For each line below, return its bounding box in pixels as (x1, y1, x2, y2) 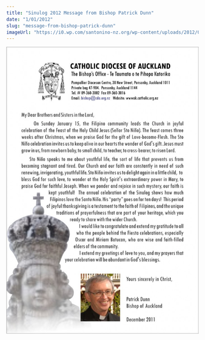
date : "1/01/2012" (6, 16, 53, 23)
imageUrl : (6, 29, 32, 35)
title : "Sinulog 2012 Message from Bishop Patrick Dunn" (6, 10, 154, 16)
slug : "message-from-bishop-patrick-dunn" (6, 23, 116, 29)
